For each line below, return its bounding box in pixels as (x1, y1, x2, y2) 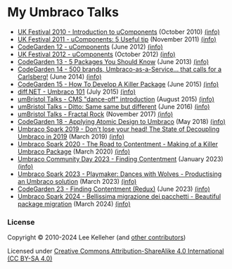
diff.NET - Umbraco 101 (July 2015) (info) (17, 87, 136, 96)
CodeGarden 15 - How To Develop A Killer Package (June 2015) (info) (17, 80, 219, 88)
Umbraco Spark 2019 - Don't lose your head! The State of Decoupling (17, 125, 220, 133)
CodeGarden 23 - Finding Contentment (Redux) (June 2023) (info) (17, 184, 211, 193)
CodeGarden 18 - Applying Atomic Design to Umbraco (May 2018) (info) (17, 117, 226, 125)
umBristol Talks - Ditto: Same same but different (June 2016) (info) (17, 102, 210, 111)
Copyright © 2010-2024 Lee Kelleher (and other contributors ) (7, 233, 186, 242)
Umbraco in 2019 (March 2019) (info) (17, 132, 125, 141)
